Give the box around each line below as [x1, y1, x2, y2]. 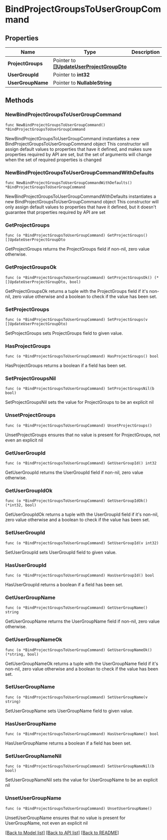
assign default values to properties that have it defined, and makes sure [5, 146, 152, 152]
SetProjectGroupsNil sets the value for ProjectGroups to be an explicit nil [5, 399, 154, 405]
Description [131, 49, 160, 55]
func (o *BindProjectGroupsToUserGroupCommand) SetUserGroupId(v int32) [5, 541, 159, 546]
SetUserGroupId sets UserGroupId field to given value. [5, 549, 117, 555]
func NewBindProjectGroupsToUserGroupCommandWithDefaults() [5, 180, 133, 185]
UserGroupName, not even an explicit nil [5, 820, 88, 826]
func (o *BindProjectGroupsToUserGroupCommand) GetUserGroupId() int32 [5, 461, 157, 466]
